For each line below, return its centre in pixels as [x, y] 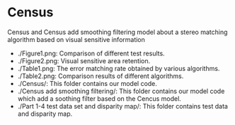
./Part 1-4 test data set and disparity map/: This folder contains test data [123, 106]
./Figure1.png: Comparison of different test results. [91, 53]
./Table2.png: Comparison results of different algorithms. [101, 76]
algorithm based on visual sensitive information [76, 39]
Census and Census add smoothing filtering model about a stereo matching [117, 32]
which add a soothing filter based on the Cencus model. [99, 98]
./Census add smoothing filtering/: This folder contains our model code [121, 91]
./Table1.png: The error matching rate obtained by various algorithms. [119, 68]
